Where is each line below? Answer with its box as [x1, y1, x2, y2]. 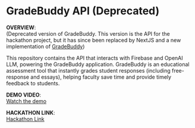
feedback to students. [6, 79, 60, 87]
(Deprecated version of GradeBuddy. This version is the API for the [6, 30, 171, 37]
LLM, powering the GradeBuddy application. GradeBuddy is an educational [6, 61, 190, 68]
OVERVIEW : [6, 24, 36, 31]
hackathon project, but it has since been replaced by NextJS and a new [6, 36, 181, 43]
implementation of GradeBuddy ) [6, 43, 85, 50]
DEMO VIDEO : [6, 91, 42, 98]
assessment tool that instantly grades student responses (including [6, 67, 171, 74]
